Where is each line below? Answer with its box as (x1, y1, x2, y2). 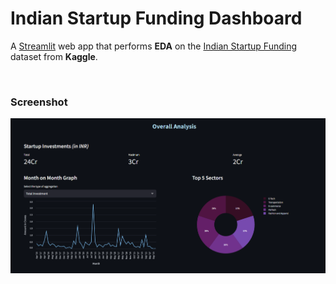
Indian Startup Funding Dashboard (10, 7, 303, 30)
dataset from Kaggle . (10, 50, 98, 62)
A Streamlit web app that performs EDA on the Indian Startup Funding (10, 40, 298, 52)
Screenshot (10, 95, 68, 109)
